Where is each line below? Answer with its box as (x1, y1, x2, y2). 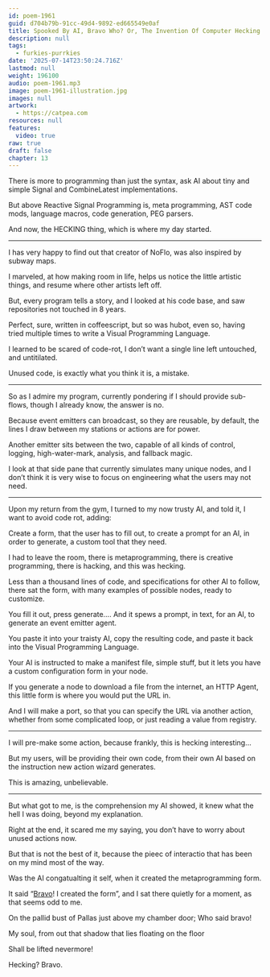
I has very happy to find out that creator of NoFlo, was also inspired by (8, 247, 242, 258)
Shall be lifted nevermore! (8, 944, 94, 954)
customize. (8, 594, 45, 604)
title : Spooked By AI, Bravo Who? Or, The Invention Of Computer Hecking (8, 27, 261, 35)
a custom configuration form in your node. (8, 666, 149, 677)
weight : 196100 (8, 72, 59, 80)
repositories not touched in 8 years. (8, 304, 126, 314)
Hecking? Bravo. (8, 960, 63, 970)
